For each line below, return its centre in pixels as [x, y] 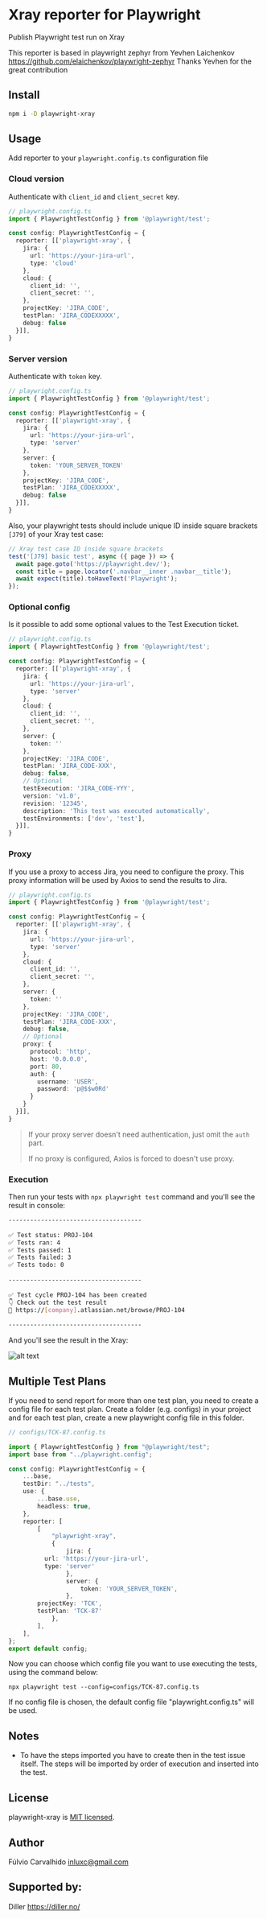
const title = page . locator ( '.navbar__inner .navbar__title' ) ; [123, 572]
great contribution [38, 69]
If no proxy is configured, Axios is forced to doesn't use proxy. [131, 1158]
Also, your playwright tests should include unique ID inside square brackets [133, 526]
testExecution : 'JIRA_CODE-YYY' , [79, 789]
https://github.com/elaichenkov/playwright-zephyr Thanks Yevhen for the [130, 61]
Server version [38, 358]
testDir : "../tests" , [59, 1484]
